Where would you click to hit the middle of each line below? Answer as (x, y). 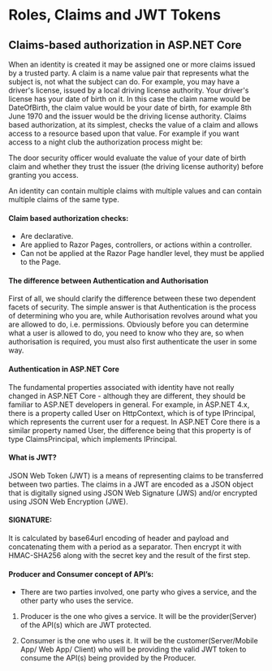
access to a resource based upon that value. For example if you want (124, 133)
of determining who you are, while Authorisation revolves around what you (133, 316)
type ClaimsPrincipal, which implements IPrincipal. (93, 439)
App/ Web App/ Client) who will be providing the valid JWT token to (133, 649)
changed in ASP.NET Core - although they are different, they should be (127, 396)
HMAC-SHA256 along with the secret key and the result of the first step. (130, 556)
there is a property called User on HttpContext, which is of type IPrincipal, (132, 413)
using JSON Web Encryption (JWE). (68, 501)
